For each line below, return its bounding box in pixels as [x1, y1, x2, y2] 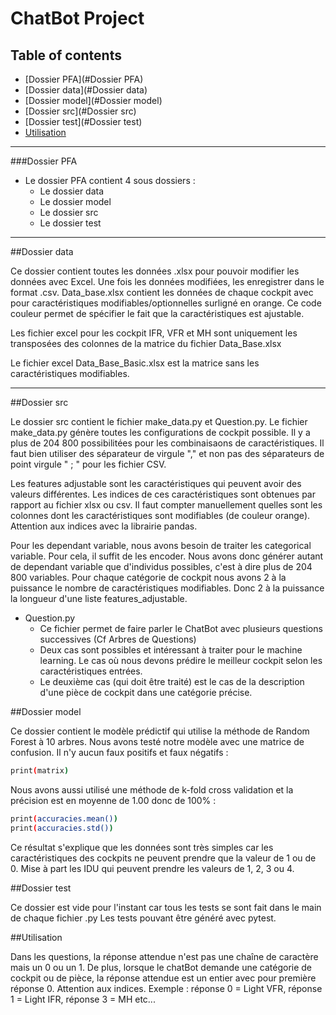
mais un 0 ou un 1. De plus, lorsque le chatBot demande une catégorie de [10, 961, 313, 973]
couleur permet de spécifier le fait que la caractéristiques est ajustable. [10, 308, 305, 319]
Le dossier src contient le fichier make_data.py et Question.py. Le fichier [10, 416, 308, 427]
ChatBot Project [10, 7, 145, 30]
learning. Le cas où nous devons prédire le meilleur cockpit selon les [39, 655, 323, 666]
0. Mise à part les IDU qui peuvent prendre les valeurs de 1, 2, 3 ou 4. [10, 862, 295, 874]
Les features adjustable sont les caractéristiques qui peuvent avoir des [10, 478, 302, 489]
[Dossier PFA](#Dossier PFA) [24, 73, 144, 85]
